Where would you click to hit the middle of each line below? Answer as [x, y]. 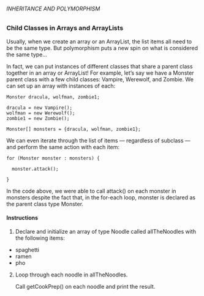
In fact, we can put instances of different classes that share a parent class [100, 66]
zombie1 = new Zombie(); [38, 118]
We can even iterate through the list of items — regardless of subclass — [99, 140]
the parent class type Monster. [45, 204]
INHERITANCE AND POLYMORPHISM [53, 9]
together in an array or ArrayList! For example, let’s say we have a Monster [100, 73]
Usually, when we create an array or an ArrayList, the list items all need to [99, 41]
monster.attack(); [36, 169]
